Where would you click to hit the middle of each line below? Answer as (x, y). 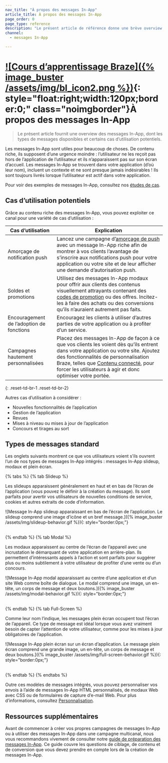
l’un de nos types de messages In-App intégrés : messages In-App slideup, (82, 461)
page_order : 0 (20, 19)
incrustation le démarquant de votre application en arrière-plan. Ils (73, 552)
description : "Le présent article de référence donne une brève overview (84, 28)
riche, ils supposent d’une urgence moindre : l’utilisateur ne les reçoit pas (80, 154)
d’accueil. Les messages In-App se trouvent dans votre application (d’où (79, 164)
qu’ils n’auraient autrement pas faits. (99, 309)
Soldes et (19, 290)
